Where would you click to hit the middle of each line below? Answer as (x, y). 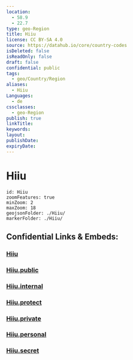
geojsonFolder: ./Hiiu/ (36, 213)
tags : (13, 73)
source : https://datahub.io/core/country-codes (67, 46)
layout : (16, 135)
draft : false (22, 62)
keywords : (19, 129)
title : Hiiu (21, 34)
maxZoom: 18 (21, 208)
